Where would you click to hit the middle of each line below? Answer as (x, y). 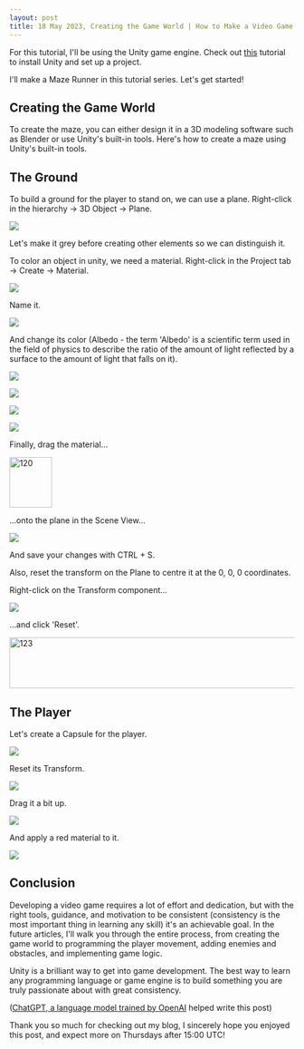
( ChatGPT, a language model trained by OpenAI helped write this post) (141, 1007)
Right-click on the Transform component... (88, 590)
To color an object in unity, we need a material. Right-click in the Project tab (150, 261)
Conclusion (43, 884)
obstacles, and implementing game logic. (86, 953)
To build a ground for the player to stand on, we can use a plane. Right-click (151, 199)
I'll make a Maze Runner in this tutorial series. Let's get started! (127, 79)
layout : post (34, 18)
